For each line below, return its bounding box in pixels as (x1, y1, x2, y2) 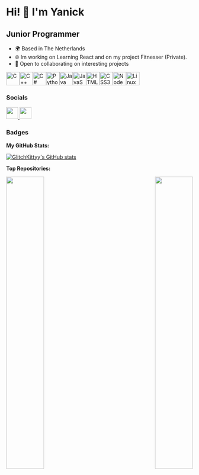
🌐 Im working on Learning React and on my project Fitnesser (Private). (14, 53, 188, 60)
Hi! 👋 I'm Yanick (6, 5, 85, 19)
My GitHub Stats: (6, 142, 49, 149)
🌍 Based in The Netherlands (14, 45, 85, 52)
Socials (6, 93, 28, 101)
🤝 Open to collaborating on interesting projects (14, 60, 129, 67)
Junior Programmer (6, 29, 80, 39)
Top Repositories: (6, 165, 51, 172)
